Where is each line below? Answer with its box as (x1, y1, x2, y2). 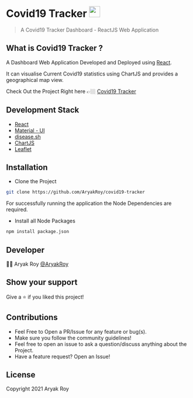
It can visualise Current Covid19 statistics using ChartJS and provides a (6, 70, 178, 77)
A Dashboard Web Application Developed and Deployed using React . (6, 59, 173, 66)
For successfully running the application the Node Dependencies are (6, 200, 172, 207)
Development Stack (6, 105, 80, 115)
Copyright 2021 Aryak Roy (6, 385, 69, 392)
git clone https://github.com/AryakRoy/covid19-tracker (6, 189, 145, 195)
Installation (6, 162, 48, 172)
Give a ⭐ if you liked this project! (6, 293, 84, 300)
